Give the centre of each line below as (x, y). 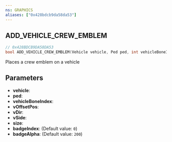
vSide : (20, 117)
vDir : (18, 112)
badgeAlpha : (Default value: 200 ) (48, 134)
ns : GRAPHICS (19, 10)
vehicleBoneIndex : (33, 101)
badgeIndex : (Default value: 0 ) (45, 128)
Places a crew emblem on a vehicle (42, 62)
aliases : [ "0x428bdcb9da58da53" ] (41, 15)
